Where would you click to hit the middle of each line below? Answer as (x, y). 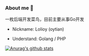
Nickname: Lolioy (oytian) (38, 29)
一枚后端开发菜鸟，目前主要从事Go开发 (45, 19)
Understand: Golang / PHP (39, 39)
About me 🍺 (19, 8)
